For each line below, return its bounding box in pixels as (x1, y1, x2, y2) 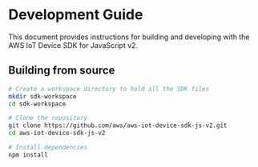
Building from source (8, 64, 115, 78)
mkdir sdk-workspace (8, 92, 78, 101)
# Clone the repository (8, 114, 88, 122)
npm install (8, 150, 48, 159)
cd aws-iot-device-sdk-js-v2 (8, 129, 106, 137)
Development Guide (8, 6, 143, 24)
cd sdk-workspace (8, 100, 67, 108)
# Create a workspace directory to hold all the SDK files (8, 85, 210, 93)
